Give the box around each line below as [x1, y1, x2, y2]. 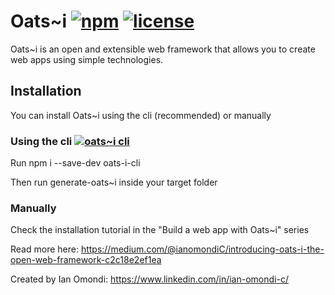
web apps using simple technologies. [10, 53, 164, 65]
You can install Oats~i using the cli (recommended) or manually [10, 109, 272, 121]
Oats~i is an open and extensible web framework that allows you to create [10, 43, 316, 55]
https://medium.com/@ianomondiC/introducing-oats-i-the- [80, 243, 325, 255]
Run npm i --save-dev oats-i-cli [10, 157, 141, 169]
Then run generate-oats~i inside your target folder [10, 176, 218, 189]
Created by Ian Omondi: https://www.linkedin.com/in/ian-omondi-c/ [10, 273, 289, 285]
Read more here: [10, 243, 79, 255]
